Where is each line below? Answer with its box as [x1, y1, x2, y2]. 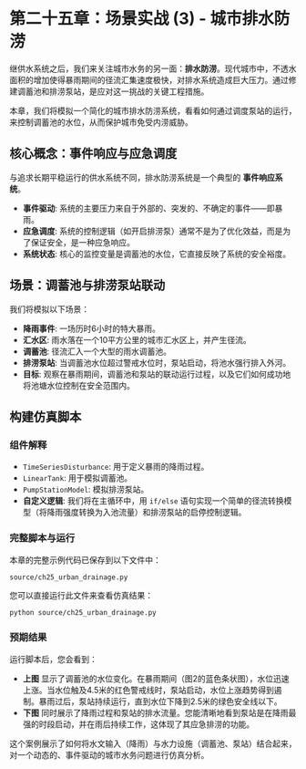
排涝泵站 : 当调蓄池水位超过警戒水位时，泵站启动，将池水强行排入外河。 [22, 357, 291, 368]
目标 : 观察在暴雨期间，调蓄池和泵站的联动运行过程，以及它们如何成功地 [22, 369, 291, 379]
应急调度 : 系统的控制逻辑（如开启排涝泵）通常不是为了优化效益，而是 [22, 225, 283, 236]
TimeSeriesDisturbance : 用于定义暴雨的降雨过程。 [22, 462, 209, 473]
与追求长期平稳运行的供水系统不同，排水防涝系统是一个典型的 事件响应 [9, 171, 275, 182]
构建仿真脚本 [9, 409, 82, 424]
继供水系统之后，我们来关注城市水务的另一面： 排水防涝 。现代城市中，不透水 [9, 63, 297, 74]
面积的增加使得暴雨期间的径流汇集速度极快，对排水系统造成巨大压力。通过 [9, 74, 289, 85]
